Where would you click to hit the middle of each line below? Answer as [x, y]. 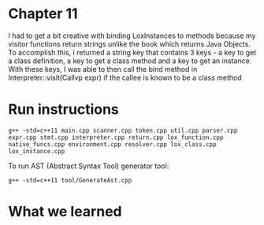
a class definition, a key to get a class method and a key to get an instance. [130, 61]
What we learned [65, 212]
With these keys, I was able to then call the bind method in [103, 69]
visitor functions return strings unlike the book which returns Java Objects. [129, 43]
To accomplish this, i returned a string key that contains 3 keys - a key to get [132, 52]
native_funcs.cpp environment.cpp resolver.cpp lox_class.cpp [112, 144]
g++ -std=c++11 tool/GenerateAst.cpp [70, 180]
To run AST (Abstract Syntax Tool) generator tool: [89, 166]
